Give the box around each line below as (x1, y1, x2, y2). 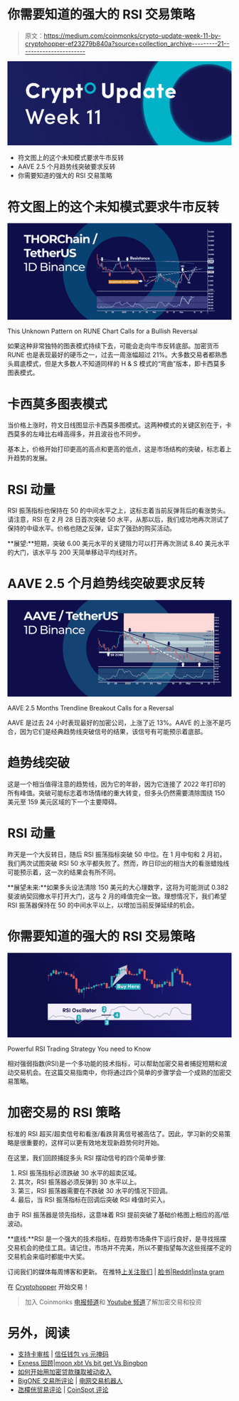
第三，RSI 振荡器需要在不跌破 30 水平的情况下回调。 (17, 1186, 172, 1195)
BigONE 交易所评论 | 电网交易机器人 (17, 1377, 123, 1385)
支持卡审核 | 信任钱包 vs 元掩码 (17, 1350, 109, 1358)
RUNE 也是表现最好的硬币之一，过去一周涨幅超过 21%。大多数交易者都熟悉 (7, 350, 228, 360)
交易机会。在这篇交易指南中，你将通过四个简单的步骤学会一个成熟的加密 (13, 1068, 225, 1076)
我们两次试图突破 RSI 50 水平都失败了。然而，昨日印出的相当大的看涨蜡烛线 (7, 859, 230, 868)
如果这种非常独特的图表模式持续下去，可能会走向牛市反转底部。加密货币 (7, 342, 219, 350)
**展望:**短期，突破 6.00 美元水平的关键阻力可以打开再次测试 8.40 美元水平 (7, 539, 230, 548)
